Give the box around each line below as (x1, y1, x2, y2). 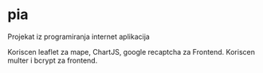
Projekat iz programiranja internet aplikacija (7, 32, 151, 41)
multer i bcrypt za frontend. (7, 56, 98, 65)
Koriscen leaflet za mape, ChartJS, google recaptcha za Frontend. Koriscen (7, 47, 256, 56)
